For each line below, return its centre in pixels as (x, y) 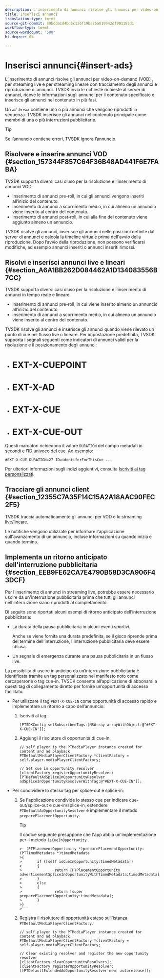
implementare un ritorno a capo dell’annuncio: (58, 706)
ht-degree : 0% (20, 37)
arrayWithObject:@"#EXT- (132, 725)
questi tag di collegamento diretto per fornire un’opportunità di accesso (77, 686)
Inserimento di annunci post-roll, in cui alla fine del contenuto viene (80, 217)
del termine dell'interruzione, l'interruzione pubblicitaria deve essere (81, 641)
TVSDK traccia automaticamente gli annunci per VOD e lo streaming (73, 516)
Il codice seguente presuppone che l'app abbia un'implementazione (88, 834)
